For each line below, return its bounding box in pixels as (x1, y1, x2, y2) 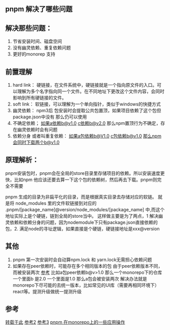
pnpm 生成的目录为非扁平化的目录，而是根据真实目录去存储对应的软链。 (5, 193, 157, 200)
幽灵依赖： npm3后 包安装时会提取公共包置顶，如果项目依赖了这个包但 (12, 108, 161, 114)
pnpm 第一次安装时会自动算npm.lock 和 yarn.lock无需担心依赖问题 (12, 257, 152, 263)
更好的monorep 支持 (12, 51, 55, 57)
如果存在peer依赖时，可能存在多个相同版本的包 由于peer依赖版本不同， (12, 263, 163, 269)
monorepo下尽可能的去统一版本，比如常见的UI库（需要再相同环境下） (12, 282, 159, 288)
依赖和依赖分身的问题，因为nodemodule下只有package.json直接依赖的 (9, 219, 158, 225)
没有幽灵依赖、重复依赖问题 (12, 45, 71, 51)
